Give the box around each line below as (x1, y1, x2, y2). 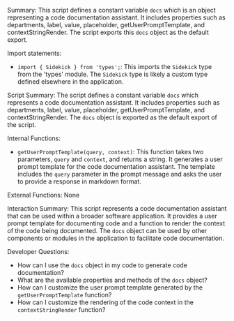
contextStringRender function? (17, 306, 106, 313)
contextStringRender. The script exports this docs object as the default (7, 28, 209, 36)
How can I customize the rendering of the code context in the (17, 298, 194, 306)
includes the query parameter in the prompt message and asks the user (17, 170, 222, 178)
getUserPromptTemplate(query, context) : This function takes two (17, 148, 204, 156)
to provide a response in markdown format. (17, 177, 141, 186)
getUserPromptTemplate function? (17, 291, 112, 299)
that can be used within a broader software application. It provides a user (7, 212, 218, 220)
